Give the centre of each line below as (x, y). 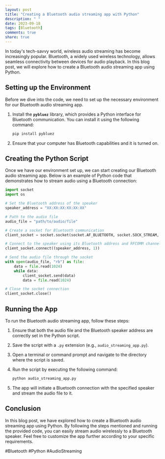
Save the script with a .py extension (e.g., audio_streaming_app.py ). (80, 345)
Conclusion (23, 409)
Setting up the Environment (48, 87)
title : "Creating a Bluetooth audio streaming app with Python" (72, 14)
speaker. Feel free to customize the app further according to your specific (80, 436)
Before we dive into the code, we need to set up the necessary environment (82, 99)
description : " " (23, 19)
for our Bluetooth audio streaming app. (44, 104)
